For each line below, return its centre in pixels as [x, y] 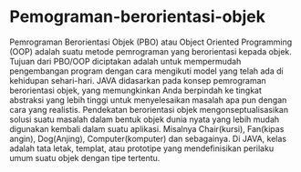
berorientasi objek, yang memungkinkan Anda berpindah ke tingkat [136, 90]
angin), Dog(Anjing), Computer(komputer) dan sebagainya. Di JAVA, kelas [148, 138]
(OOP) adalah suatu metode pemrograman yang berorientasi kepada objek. [150, 51]
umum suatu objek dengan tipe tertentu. [85, 157]
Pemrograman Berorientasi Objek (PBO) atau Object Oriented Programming [151, 42]
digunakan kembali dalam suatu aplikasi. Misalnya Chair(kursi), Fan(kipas [147, 128]
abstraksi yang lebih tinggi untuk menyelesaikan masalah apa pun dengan [148, 100]
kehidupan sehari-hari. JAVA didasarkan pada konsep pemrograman [138, 80]
